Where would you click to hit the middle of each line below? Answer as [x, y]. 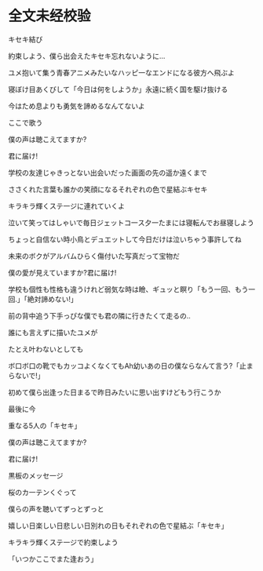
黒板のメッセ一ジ [36, 475]
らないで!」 [26, 375]
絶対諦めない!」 [53, 299]
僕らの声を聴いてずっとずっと [56, 509]
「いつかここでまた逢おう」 [53, 558]
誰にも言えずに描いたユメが [53, 332]
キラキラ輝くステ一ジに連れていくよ [67, 205]
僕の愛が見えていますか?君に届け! [62, 272]
